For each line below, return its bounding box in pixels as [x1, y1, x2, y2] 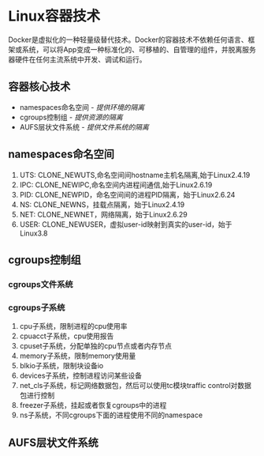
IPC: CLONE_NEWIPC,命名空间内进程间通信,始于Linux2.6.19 [19, 179, 213, 190]
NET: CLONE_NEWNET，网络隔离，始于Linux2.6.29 [19, 209, 188, 219]
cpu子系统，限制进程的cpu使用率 [19, 322, 128, 331]
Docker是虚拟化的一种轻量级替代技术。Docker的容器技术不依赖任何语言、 [8, 35, 248, 44]
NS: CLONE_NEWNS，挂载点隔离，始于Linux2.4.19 [19, 199, 185, 209]
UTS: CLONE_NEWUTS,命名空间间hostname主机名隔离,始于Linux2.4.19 [19, 170, 251, 179]
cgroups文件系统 [8, 278, 73, 289]
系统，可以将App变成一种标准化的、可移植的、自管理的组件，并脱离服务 [21, 44, 256, 54]
